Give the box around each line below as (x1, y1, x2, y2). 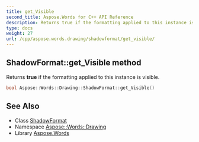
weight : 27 (6, 31, 33, 37)
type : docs (6, 25, 33, 31)
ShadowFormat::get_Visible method (6, 58, 142, 68)
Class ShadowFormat (14, 117, 67, 124)
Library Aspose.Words (14, 129, 70, 136)
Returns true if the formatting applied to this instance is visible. (6, 73, 160, 80)
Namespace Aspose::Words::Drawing (14, 123, 107, 130)
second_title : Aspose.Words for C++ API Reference (6, 14, 134, 20)
